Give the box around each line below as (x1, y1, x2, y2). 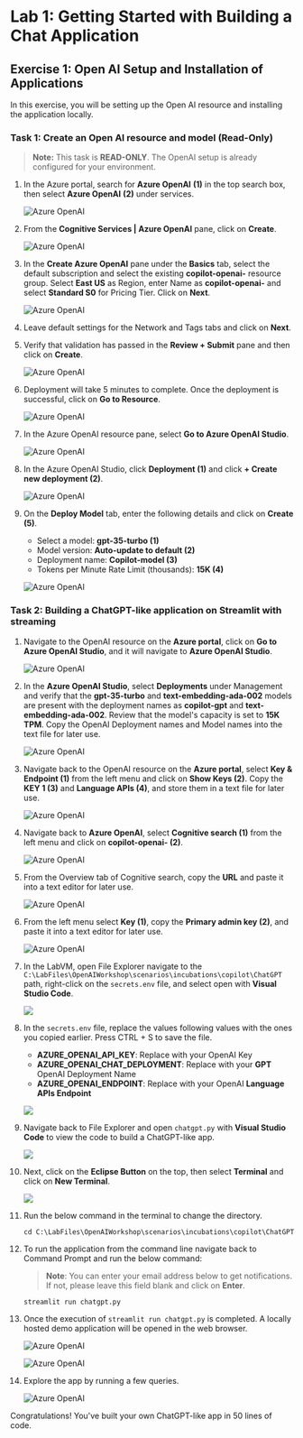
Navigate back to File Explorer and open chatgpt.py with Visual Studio (23, 1121, 287, 1133)
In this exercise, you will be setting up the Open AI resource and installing (10, 99, 283, 110)
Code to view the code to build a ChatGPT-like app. (23, 1131, 215, 1142)
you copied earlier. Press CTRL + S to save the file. (23, 1031, 213, 1043)
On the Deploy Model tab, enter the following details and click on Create (23, 508, 294, 520)
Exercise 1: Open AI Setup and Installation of (10, 61, 264, 77)
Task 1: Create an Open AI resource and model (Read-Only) (10, 131, 273, 143)
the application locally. (10, 109, 94, 119)
